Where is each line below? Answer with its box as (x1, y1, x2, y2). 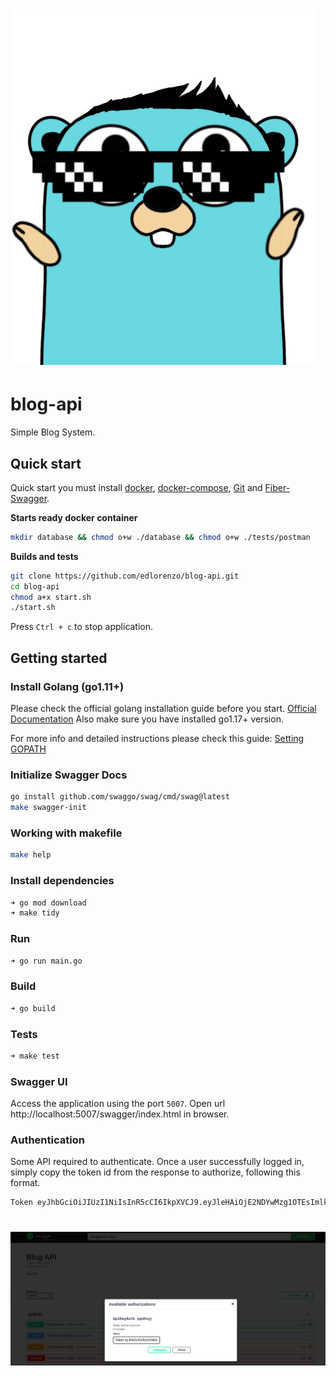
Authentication (10, 1133, 85, 1147)
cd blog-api (10, 581, 60, 592)
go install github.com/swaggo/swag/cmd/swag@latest (10, 792, 230, 802)
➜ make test (10, 1051, 60, 1061)
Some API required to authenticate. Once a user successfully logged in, (10, 1156, 305, 1168)
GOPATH (10, 743, 47, 755)
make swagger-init (10, 803, 87, 813)
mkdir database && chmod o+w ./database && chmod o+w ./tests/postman (10, 532, 311, 542)
